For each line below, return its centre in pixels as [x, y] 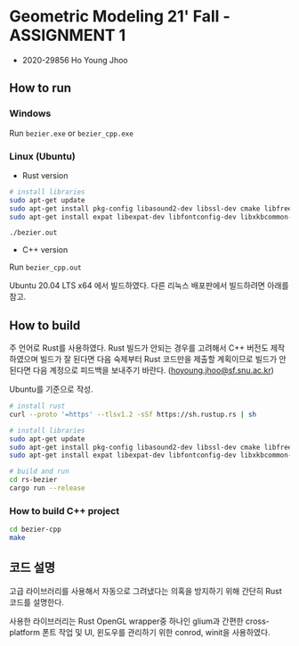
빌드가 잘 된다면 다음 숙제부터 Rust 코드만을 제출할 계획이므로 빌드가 [158, 360]
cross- [257, 621]
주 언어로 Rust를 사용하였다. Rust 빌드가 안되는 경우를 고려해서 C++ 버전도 [139, 348]
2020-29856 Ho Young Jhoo [75, 60]
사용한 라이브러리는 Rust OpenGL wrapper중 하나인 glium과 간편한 [126, 621]
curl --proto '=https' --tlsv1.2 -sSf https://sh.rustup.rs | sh [133, 414]
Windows [30, 113]
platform [24, 632]
